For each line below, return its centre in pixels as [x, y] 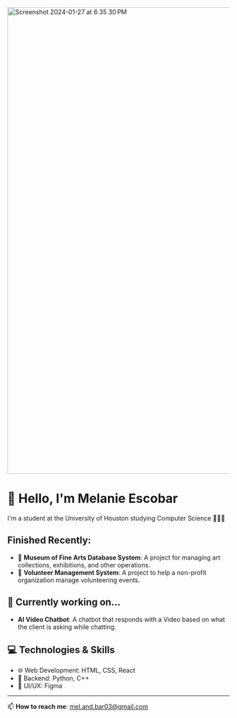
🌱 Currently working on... [64, 602]
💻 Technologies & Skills [61, 650]
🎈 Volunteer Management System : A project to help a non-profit [112, 572]
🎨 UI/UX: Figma [40, 686]
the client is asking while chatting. [67, 627]
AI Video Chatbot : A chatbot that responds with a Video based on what [121, 619]
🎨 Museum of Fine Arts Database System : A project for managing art [119, 557]
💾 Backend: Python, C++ [53, 678]
